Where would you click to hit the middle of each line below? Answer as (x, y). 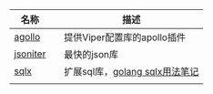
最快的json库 (91, 54)
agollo (27, 37)
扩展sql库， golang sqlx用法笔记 (131, 72)
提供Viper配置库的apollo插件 (125, 37)
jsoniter (30, 54)
